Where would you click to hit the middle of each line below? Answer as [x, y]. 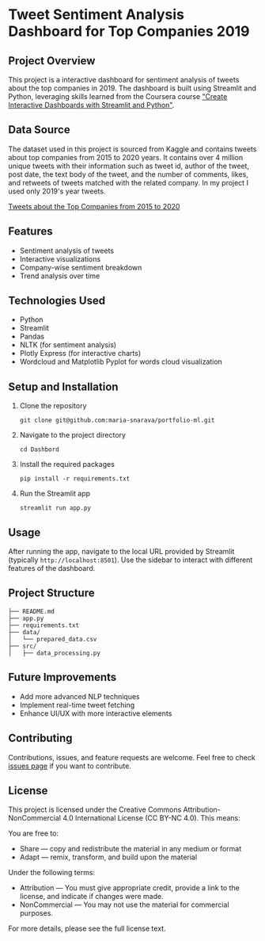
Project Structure [51, 593]
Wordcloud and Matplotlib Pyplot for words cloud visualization [121, 361]
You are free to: [34, 833]
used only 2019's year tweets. [57, 191]
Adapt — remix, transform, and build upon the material [108, 857]
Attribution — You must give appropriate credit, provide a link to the [129, 888]
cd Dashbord [39, 449]
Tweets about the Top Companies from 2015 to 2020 [94, 206]
